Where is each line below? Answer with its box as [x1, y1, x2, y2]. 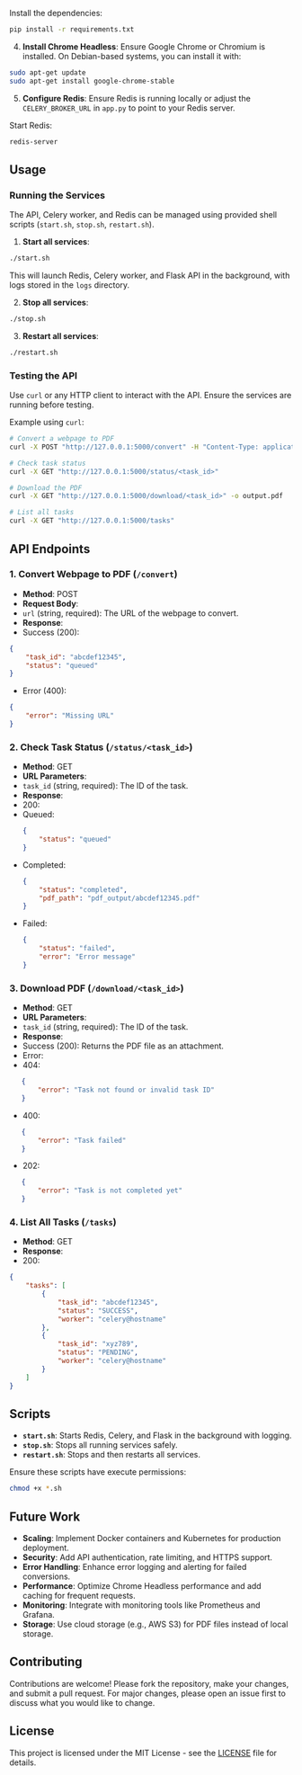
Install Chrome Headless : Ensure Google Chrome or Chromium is [22, 40, 266, 52]
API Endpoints [9, 541, 91, 557]
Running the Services [9, 189, 106, 201]
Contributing [9, 1655, 83, 1670]
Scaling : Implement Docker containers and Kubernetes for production [22, 1533, 281, 1544]
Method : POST [22, 588, 79, 599]
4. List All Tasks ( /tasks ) [9, 1216, 117, 1228]
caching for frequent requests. [22, 1591, 137, 1601]
